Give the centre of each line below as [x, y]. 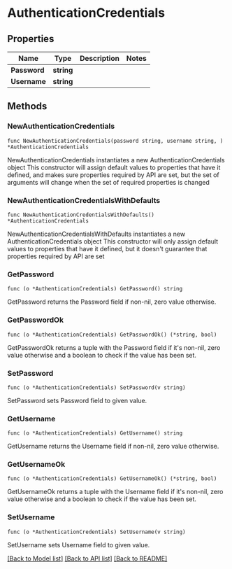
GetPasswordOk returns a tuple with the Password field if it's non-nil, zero [114, 347]
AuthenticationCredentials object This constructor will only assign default [113, 241]
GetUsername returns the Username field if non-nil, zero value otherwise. [113, 447]
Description [100, 58]
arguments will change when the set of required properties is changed [108, 182]
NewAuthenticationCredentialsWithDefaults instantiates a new [96, 234]
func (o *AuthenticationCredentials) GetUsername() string [95, 433]
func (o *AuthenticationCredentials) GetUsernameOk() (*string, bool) [112, 479]
